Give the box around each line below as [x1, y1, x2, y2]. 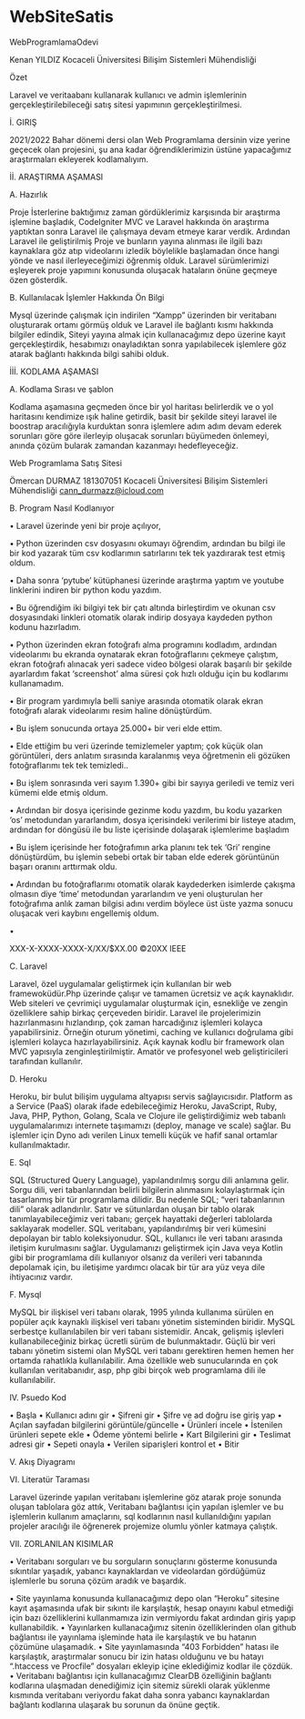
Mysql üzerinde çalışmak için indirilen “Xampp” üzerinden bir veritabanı [9, 310, 278, 320]
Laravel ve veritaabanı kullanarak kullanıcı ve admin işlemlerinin [9, 89, 248, 100]
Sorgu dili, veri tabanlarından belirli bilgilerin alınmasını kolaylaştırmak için [9, 1184, 285, 1195]
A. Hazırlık [9, 188, 48, 199]
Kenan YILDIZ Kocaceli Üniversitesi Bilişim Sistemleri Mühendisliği [9, 54, 257, 65]
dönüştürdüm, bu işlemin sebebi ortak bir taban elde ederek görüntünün [9, 851, 280, 862]
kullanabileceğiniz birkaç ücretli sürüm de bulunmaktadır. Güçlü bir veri [9, 1336, 276, 1347]
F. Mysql [9, 1288, 42, 1299]
